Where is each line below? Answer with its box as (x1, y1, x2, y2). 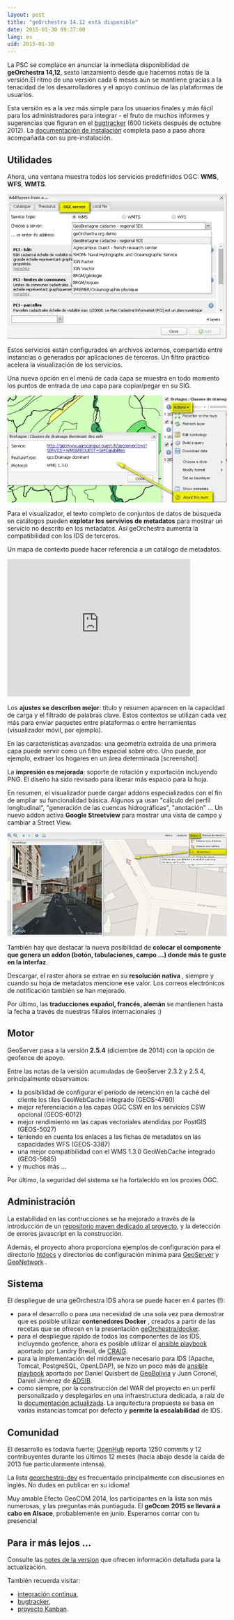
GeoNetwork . (7, 1258, 47, 1266)
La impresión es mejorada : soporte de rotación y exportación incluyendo (7, 767, 218, 776)
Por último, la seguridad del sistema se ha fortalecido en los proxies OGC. (7, 1175, 219, 1184)
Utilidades (7, 154, 53, 165)
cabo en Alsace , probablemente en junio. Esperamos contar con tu (7, 1509, 200, 1518)
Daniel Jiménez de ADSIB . (17, 1376, 93, 1385)
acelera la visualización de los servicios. (7, 360, 123, 369)
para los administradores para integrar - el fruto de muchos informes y (7, 112, 210, 120)
